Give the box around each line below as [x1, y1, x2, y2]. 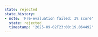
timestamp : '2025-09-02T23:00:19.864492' [9, 25, 94, 30]
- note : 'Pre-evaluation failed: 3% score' [4, 16, 94, 21]
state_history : [4, 12, 35, 16]
